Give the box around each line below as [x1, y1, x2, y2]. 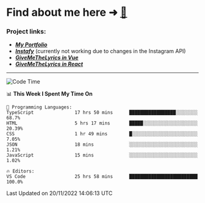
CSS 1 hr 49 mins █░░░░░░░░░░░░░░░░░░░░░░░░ [6, 131, 198, 137]
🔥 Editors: [6, 168, 35, 174]
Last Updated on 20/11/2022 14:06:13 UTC [6, 190, 113, 197]
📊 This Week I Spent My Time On [6, 90, 93, 98]
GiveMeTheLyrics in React [15, 60, 84, 68]
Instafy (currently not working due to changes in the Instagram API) [15, 48, 186, 55]
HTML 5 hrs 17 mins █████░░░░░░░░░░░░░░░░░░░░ [6, 120, 198, 127]
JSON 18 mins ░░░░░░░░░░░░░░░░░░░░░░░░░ [6, 141, 198, 148]
